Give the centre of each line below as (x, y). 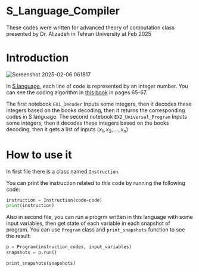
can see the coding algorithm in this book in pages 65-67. (77, 92)
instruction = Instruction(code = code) (54, 200)
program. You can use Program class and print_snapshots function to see (96, 230)
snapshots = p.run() (32, 253)
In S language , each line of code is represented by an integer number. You (97, 86)
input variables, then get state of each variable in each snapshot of (88, 223)
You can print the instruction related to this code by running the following (96, 183)
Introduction (38, 58)
